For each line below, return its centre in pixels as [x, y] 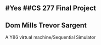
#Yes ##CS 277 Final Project [51, 8]
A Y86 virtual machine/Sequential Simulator [50, 37]
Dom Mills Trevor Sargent [46, 25]
